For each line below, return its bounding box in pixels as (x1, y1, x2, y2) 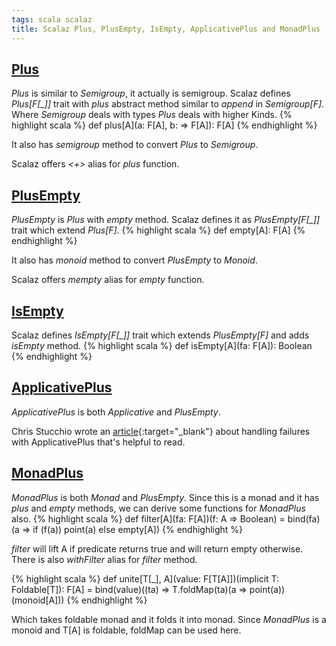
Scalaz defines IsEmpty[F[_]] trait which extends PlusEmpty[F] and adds (11, 329, 310, 341)
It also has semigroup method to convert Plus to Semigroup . (11, 139, 259, 151)
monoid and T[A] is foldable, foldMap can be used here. (11, 624, 242, 636)
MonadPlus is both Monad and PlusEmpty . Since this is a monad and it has (11, 491, 320, 503)
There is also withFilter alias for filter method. (11, 553, 198, 565)
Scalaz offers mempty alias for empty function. (11, 274, 205, 286)
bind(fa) (287, 512, 321, 525)
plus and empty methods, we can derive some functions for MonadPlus (11, 502, 306, 514)
